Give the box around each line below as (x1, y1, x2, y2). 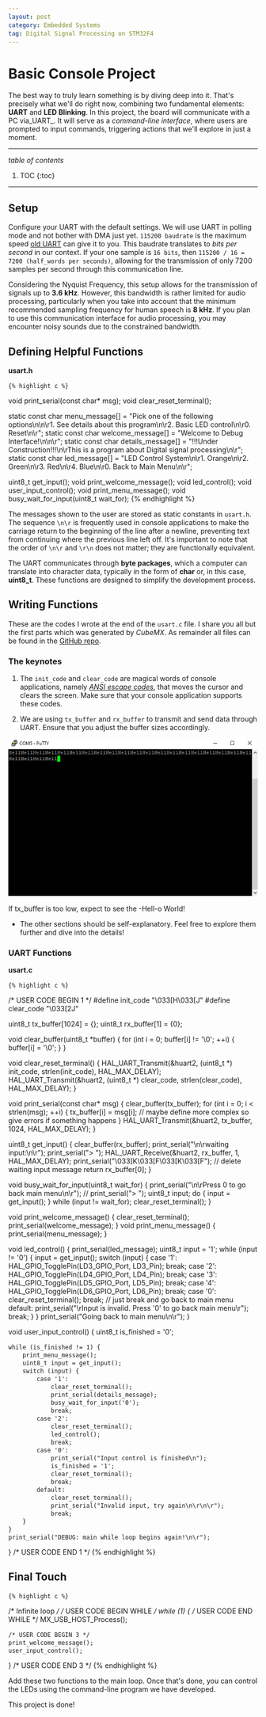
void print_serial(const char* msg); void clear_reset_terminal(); (8, 396, 212, 405)
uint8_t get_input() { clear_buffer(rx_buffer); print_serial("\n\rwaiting (8, 1139, 230, 1148)
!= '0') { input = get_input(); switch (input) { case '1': (8, 1252, 177, 1262)
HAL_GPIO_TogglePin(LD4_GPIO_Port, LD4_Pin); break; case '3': (8, 1270, 218, 1279)
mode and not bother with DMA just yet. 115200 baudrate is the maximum (8, 230, 247, 241)
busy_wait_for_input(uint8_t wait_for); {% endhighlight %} (8, 493, 196, 503)
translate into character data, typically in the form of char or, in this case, (8, 566, 247, 576)
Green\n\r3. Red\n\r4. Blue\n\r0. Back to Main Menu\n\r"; (8, 462, 192, 471)
